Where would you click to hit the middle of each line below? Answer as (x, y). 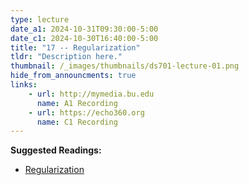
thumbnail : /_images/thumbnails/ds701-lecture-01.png (125, 66)
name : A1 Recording (77, 103)
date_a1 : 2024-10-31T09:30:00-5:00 (84, 29)
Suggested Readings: (56, 150)
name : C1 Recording (77, 122)
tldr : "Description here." (66, 57)
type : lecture (40, 19)
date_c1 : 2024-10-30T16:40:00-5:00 (84, 38)
